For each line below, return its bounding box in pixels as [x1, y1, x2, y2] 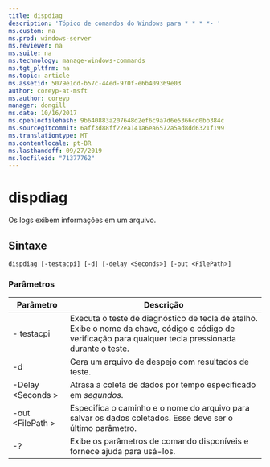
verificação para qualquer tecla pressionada [69, 333, 237, 345]
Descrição [143, 300, 184, 311]
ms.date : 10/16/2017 [8, 110, 78, 118]
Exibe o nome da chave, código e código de [69, 323, 235, 334]
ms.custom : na [8, 27, 56, 35]
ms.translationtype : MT [8, 131, 88, 139]
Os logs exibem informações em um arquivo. [8, 215, 157, 225]
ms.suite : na [8, 49, 52, 57]
